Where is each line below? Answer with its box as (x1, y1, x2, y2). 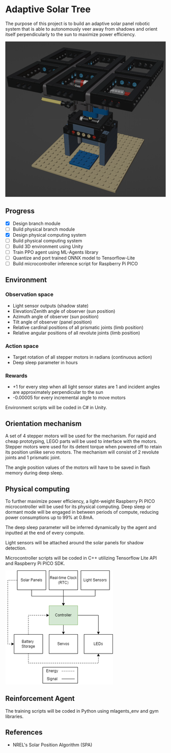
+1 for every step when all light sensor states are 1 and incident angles (12, 384, 160, 390)
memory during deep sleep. (5, 470, 64, 476)
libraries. (5, 713, 24, 719)
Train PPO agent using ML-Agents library (12, 249, 99, 255)
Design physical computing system (12, 232, 87, 238)
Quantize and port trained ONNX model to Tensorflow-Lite (12, 255, 135, 261)
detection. (5, 545, 27, 551)
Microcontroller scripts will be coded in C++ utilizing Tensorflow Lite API (5, 555, 157, 561)
